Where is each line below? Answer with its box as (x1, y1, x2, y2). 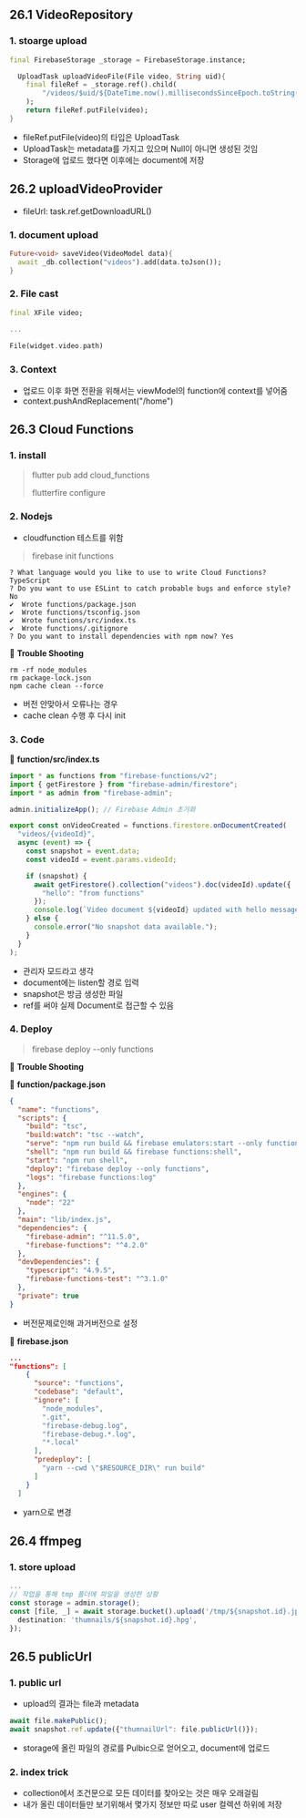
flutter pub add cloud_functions (31, 469, 150, 481)
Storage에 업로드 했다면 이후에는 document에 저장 (22, 154, 205, 165)
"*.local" (42, 1438, 79, 1447)
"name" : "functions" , (17, 1104, 100, 1114)
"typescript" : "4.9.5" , (25, 1266, 117, 1275)
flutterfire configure (31, 488, 107, 498)
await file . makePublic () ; (9, 1717, 107, 1726)
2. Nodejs (9, 510, 53, 523)
